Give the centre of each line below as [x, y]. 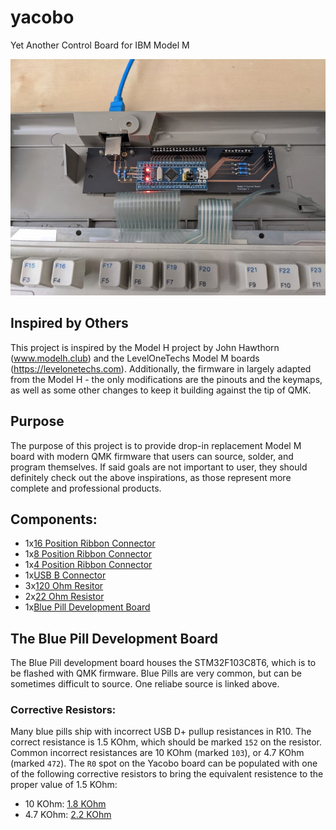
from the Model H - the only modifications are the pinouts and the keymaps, [166, 379]
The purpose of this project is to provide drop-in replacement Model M [156, 445]
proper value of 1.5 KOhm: [64, 785]
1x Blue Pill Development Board [87, 607]
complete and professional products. [86, 488]
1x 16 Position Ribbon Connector [90, 543]
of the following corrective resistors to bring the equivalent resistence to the [167, 774]
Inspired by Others [69, 323]
